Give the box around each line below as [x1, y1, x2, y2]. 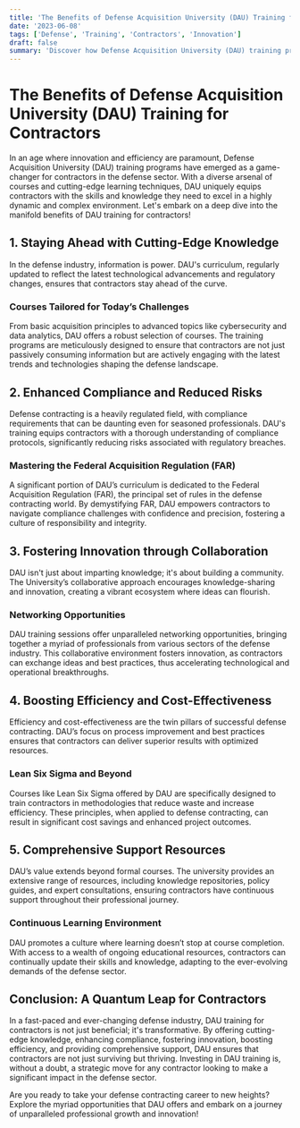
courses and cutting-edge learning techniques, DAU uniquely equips [9, 181, 262, 192]
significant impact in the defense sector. [9, 1073, 157, 1083]
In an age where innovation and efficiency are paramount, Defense [9, 153, 254, 164]
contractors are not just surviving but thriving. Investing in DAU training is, [9, 1053, 281, 1064]
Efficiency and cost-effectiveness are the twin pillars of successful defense [9, 717, 287, 727]
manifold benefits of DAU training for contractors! [9, 209, 192, 220]
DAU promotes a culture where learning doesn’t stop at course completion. [9, 937, 286, 948]
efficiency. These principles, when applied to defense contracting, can [9, 807, 269, 818]
